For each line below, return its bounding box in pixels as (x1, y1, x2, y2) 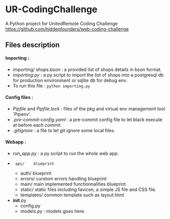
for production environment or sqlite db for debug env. (12, 77, 128, 83)
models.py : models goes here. (20, 208, 86, 214)
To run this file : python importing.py (12, 83, 90, 89)
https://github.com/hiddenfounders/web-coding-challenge (5, 26, 129, 32)
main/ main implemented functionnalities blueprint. (20, 181, 128, 187)
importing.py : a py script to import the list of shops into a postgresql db (12, 71, 164, 78)
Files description (5, 41, 60, 50)
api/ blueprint (15, 161, 55, 166)
